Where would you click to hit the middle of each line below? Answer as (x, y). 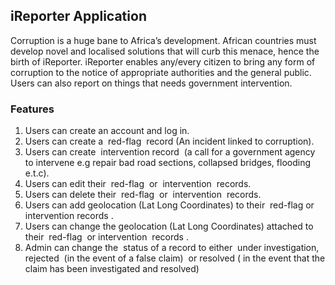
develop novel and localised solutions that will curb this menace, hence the (165, 51)
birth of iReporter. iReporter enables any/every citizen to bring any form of (163, 61)
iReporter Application (78, 16)
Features (32, 109)
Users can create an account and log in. (107, 131)
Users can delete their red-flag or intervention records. (143, 195)
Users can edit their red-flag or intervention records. (138, 184)
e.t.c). (37, 173)
